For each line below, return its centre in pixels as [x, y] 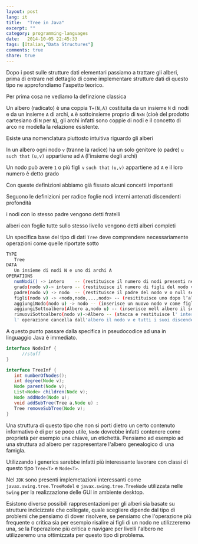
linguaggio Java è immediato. [42, 338]
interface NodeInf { [32, 348]
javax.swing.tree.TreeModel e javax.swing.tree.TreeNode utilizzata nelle [95, 486]
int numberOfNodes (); [40, 376]
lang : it [17, 17]
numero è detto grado [33, 173]
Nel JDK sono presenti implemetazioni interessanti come [74, 480]
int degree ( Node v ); [39, 381]
